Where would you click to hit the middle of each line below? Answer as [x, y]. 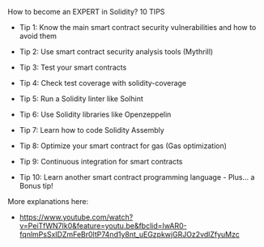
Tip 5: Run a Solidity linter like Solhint [81, 99]
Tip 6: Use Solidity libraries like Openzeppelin [95, 114]
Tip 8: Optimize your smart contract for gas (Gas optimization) [123, 146]
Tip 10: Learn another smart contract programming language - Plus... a [137, 177]
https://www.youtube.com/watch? [76, 217]
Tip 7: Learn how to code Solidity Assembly [92, 130]
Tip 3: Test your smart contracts [73, 67]
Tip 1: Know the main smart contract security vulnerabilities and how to [138, 27]
